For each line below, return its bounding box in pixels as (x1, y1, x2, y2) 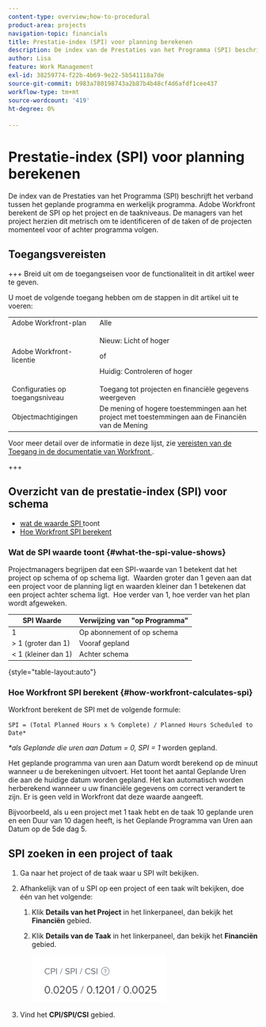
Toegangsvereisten (8, 248, 107, 262)
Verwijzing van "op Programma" (78, 616, 188, 625)
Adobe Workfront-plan (11, 318, 87, 327)
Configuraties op (11, 384, 66, 394)
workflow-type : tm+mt (8, 88, 80, 96)
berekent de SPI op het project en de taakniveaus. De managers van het (8, 208, 243, 218)
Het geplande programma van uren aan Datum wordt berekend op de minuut (8, 758, 258, 768)
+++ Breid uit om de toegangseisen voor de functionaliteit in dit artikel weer (8, 269, 255, 278)
